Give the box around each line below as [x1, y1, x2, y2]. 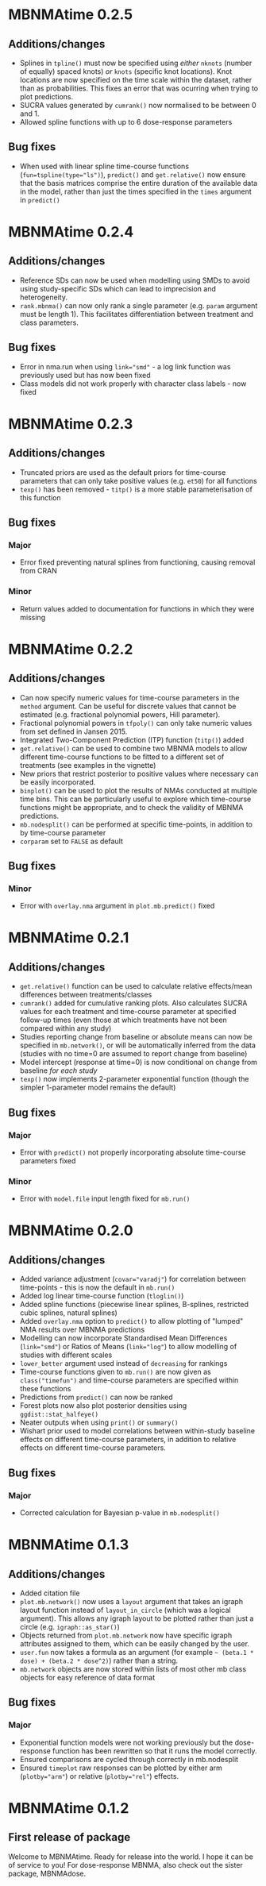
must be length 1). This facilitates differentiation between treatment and [19, 309, 254, 318]
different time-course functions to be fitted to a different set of [19, 752, 225, 762]
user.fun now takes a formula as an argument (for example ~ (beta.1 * [19, 1647, 254, 1657]
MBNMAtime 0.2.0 [8, 1221, 133, 1240]
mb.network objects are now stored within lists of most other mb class [19, 1664, 247, 1673]
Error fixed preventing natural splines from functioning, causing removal [19, 557, 256, 567]
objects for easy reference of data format [19, 1672, 156, 1682]
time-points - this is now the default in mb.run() [19, 1282, 175, 1292]
